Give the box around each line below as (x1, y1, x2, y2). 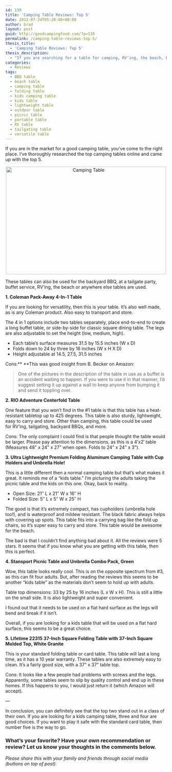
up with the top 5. (5, 156, 42, 163)
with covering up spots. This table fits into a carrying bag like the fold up (5, 517, 158, 523)
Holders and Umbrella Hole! (5, 460, 66, 466)
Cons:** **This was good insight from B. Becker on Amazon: (5, 361, 135, 367)
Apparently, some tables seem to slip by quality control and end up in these (5, 677, 164, 683)
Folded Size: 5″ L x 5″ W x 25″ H (12, 496, 81, 502)
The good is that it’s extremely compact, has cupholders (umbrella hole (5, 506, 156, 512)
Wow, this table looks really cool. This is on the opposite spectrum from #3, (5, 568, 164, 575)
